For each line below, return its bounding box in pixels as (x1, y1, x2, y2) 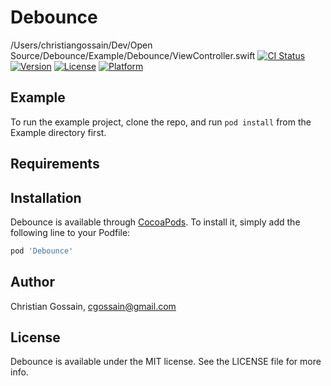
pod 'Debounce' (10, 246, 74, 256)
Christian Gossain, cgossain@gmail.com (10, 300, 177, 312)
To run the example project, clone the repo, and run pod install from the (10, 116, 312, 128)
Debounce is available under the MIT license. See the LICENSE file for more (10, 356, 322, 368)
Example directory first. (10, 126, 107, 138)
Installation (10, 189, 82, 206)
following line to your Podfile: (10, 226, 131, 238)
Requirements (10, 156, 100, 173)
